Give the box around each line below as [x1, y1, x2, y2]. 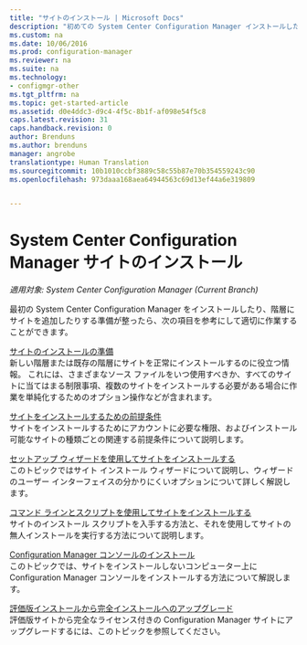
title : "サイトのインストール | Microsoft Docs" [9, 13, 185, 23]
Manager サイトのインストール [9, 252, 243, 273]
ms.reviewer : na [9, 56, 71, 65]
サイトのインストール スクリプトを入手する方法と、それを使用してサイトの [9, 518, 291, 530]
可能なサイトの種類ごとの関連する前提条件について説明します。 [9, 434, 249, 445]
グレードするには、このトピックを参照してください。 [25, 626, 226, 637]
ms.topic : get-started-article [9, 98, 129, 108]
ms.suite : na [9, 65, 59, 74]
